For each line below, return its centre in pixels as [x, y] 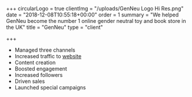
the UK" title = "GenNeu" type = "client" [54, 27]
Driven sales [30, 81]
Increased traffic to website [48, 56]
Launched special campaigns [50, 87]
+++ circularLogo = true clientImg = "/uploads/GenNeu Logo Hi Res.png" [95, 9]
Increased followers [39, 75]
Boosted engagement [41, 69]
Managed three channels [45, 50]
